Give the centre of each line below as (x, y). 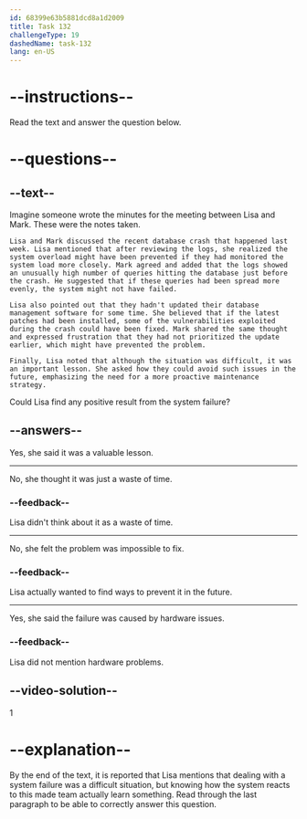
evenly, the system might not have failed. (94, 289)
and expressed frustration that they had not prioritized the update (145, 337)
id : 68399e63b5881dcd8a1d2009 (67, 18)
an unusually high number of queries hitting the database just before (148, 273)
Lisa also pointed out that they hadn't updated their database (134, 305)
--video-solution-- (64, 691)
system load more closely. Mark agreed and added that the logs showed (148, 266)
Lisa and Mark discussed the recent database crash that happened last (148, 241)
